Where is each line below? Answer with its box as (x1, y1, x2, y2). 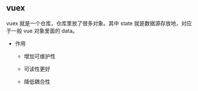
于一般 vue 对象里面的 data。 (6, 27, 78, 34)
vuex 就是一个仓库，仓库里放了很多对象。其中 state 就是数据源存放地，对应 (6, 19, 192, 27)
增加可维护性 (23, 52, 56, 60)
